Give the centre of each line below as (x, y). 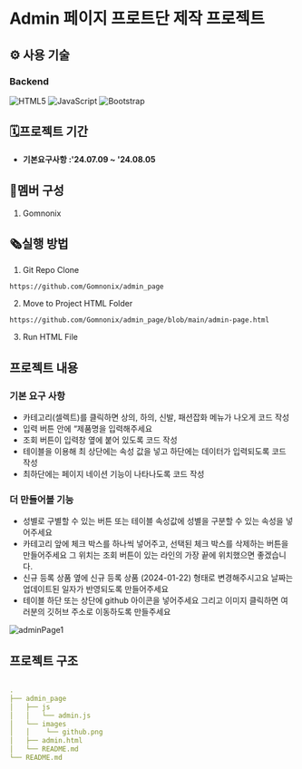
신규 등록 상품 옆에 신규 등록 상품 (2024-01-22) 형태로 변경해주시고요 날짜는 (157, 578)
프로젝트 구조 (44, 661)
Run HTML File (50, 337)
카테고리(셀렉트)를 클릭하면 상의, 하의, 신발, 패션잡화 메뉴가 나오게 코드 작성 (156, 417)
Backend (29, 81)
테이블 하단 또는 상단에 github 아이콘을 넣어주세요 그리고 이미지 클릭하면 (151, 600)
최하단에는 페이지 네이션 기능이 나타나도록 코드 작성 (113, 474)
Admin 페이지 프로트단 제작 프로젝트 (137, 19)
